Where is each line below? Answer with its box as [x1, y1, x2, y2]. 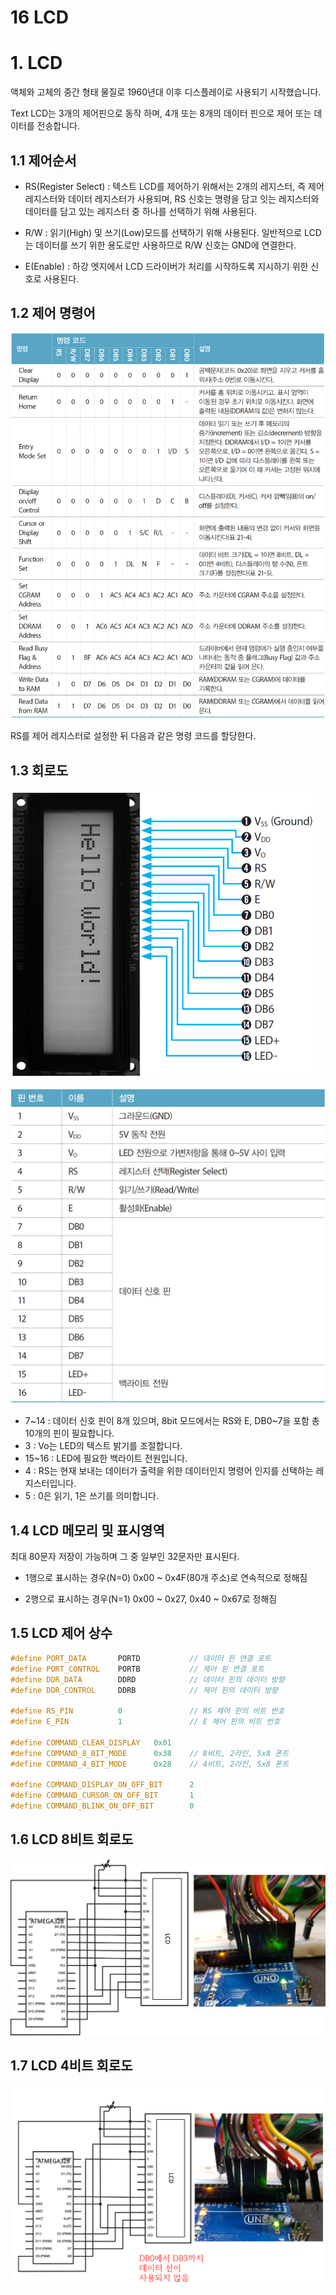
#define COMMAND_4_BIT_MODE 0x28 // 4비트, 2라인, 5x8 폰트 [10, 1759, 290, 1769]
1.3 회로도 [10, 762, 69, 779]
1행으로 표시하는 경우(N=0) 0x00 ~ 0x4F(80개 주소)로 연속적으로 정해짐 [24, 1572, 308, 1584]
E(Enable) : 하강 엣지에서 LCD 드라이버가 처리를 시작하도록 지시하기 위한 [24, 260, 309, 272]
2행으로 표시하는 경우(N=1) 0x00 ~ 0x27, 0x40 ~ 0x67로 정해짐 [24, 1593, 278, 1605]
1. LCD [10, 52, 63, 75]
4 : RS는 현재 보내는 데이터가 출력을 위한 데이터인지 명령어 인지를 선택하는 [24, 1465, 314, 1477]
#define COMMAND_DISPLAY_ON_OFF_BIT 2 [10, 1780, 195, 1790]
